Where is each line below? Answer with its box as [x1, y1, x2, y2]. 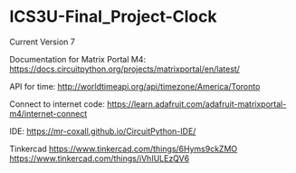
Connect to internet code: [9, 98, 106, 110]
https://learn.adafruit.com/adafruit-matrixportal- [107, 98, 287, 110]
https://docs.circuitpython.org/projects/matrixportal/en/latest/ [9, 63, 240, 74]
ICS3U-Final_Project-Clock [9, 6, 217, 27]
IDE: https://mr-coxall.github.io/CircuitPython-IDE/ [9, 125, 196, 137]
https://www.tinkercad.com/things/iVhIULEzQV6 [9, 152, 190, 164]
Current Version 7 [9, 36, 75, 47]
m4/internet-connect [9, 108, 88, 119]
